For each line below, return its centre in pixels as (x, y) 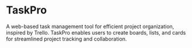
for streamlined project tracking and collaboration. (66, 39)
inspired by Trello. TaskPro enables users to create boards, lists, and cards (96, 32)
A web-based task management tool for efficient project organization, (90, 26)
